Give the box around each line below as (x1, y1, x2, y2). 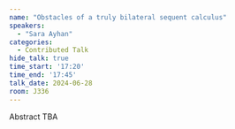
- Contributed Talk (17, 46, 89, 55)
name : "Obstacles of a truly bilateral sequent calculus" (9, 12, 227, 22)
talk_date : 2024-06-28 (9, 79, 93, 87)
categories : (9, 37, 53, 47)
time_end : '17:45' (9, 71, 77, 80)
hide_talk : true (9, 54, 69, 63)
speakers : (9, 21, 46, 30)
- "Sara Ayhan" (17, 29, 73, 38)
